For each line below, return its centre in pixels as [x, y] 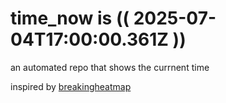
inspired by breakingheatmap [71, 86]
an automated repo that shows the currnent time [110, 67]
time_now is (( [70, 18]
